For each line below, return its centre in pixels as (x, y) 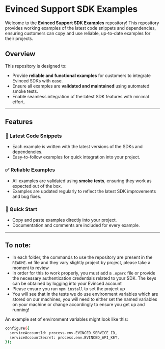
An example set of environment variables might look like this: (67, 319)
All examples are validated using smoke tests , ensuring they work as (82, 181)
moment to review (30, 268)
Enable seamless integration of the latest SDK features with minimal (81, 96)
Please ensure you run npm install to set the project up (69, 289)
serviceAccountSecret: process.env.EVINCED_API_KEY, (65, 337)
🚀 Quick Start (21, 209)
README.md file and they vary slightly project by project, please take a (81, 262)
